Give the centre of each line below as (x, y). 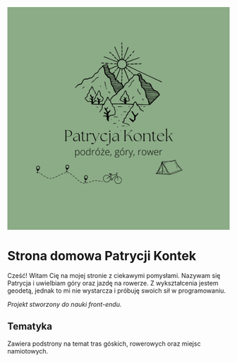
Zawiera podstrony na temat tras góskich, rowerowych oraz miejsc (104, 344)
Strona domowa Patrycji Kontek (102, 256)
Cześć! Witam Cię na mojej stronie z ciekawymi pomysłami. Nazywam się (114, 275)
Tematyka (30, 326)
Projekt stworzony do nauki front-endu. (65, 304)
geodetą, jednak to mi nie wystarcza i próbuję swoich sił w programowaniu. (117, 291)
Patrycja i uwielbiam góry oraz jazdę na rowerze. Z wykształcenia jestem (113, 283)
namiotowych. (28, 351)
